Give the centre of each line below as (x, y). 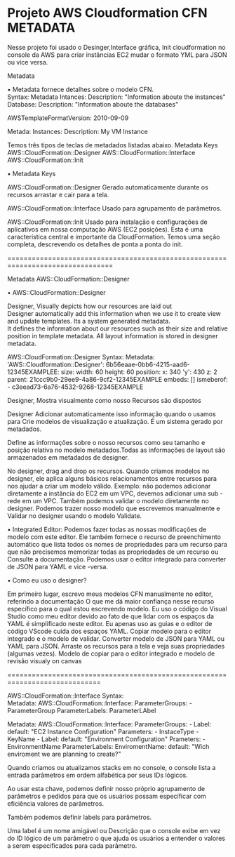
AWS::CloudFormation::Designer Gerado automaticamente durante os (108, 187)
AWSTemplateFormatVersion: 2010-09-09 (68, 118)
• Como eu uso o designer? (47, 580)
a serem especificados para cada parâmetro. (72, 845)
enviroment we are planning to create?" (64, 754)
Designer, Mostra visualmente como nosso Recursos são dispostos (104, 400)
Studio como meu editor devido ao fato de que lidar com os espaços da (110, 616)
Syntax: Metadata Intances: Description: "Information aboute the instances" (116, 97)
